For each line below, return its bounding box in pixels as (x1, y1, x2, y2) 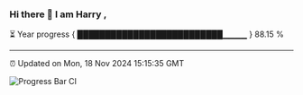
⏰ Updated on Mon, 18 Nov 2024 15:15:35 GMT (9, 58, 185, 69)
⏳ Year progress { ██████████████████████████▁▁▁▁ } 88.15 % (9, 29, 284, 39)
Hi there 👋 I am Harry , (9, 8, 107, 21)
